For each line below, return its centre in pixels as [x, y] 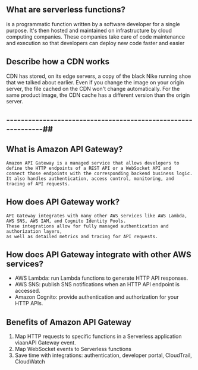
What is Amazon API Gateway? [65, 149]
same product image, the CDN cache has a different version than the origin [98, 95]
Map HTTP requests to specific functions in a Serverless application [98, 336]
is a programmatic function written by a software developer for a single [93, 24]
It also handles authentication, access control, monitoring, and [90, 178]
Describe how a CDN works [58, 62]
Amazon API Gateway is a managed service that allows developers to [93, 163]
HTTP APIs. [29, 303]
